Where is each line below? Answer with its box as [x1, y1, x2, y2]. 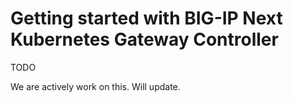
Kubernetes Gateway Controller [10, 28, 279, 51]
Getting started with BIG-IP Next [10, 7, 283, 30]
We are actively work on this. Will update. [10, 80, 181, 92]
